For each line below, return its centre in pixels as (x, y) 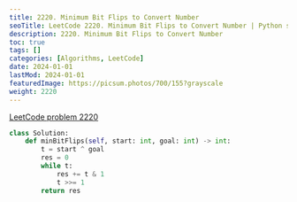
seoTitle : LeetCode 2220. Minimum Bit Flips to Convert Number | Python (146, 26)
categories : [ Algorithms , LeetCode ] (76, 58)
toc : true (27, 42)
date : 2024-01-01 (41, 67)
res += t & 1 (80, 174)
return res (61, 190)
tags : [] (25, 50)
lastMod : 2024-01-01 (47, 75)
